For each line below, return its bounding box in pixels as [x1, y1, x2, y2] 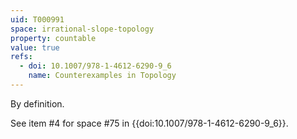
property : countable [10, 33, 97, 43]
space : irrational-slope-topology [10, 24, 155, 34]
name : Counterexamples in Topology [28, 71, 177, 81]
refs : [10, 52, 33, 62]
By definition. [10, 97, 65, 110]
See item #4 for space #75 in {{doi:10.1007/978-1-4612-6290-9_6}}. [10, 117, 289, 129]
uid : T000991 [10, 14, 65, 25]
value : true [10, 42, 60, 53]
